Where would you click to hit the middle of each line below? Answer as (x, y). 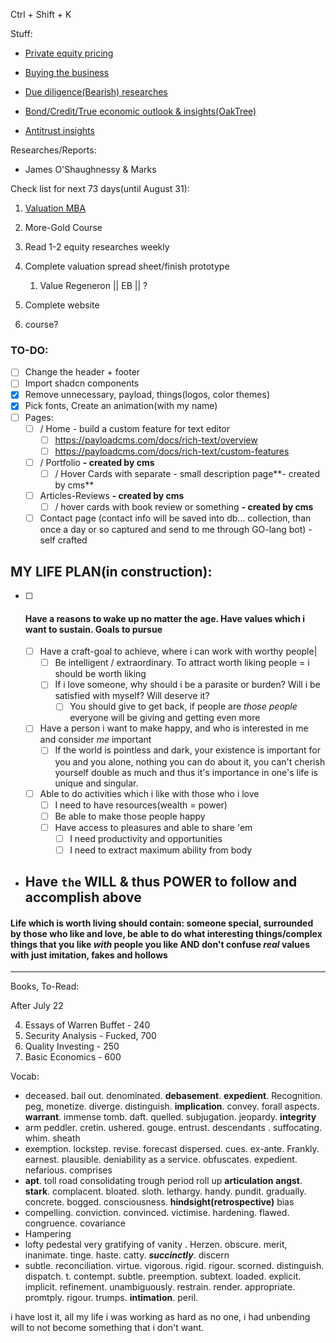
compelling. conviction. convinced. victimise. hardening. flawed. (157, 1213)
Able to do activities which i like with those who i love (149, 793)
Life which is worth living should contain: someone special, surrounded (162, 923)
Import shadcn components (82, 383)
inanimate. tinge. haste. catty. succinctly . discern (127, 1255)
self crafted (63, 540)
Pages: (39, 417)
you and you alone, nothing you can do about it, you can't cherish (190, 761)
